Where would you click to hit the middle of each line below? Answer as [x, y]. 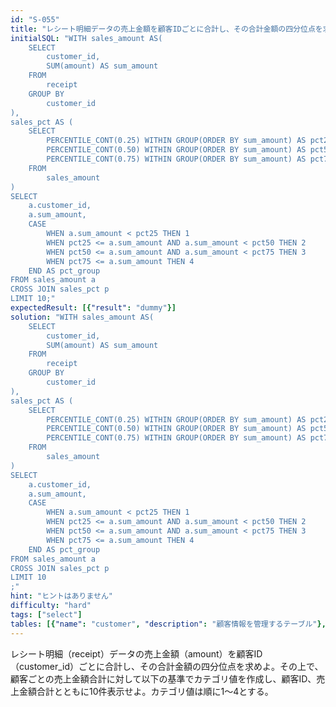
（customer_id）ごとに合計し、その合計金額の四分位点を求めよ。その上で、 [167, 666]
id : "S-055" [35, 19]
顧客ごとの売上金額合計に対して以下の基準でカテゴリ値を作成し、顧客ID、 [163, 678]
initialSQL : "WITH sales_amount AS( [86, 38]
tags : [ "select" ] [46, 614]
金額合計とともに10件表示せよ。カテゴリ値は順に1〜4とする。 [146, 691]
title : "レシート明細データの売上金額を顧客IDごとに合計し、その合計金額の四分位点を [166, 29]
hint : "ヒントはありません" [61, 596]
